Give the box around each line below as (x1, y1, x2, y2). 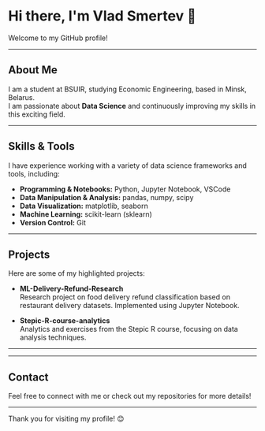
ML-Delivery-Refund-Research (19, 284, 124, 294)
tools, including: (8, 169, 61, 178)
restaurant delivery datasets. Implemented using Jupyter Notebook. (19, 301, 240, 310)
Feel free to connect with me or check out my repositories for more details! (8, 392, 252, 401)
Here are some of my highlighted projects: (8, 269, 145, 278)
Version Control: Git (19, 217, 87, 227)
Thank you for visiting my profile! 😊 (8, 414, 125, 424)
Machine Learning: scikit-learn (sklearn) (19, 209, 152, 219)
